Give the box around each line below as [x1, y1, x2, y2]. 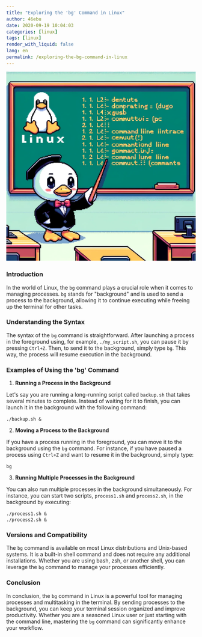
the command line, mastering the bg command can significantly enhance [6, 618, 186, 625]
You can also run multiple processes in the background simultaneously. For [6, 486, 192, 493]
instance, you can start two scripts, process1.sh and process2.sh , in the [6, 492, 183, 499]
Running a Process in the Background [14, 379, 111, 387]
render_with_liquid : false [6, 41, 74, 47]
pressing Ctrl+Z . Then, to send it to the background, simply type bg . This [6, 344, 186, 352]
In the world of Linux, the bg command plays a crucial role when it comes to [6, 284, 194, 291]
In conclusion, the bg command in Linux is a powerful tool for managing [6, 592, 183, 599]
